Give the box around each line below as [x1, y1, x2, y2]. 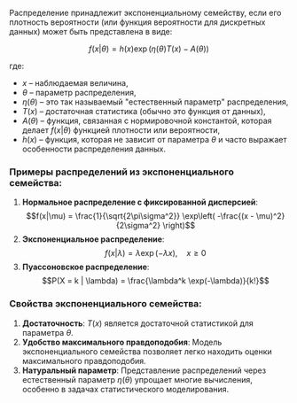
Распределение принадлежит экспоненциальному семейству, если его [9, 8, 282, 18]
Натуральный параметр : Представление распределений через [21, 365, 267, 376]
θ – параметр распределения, [21, 88, 137, 97]
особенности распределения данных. [21, 143, 167, 154]
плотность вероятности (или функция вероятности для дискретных [9, 17, 266, 27]
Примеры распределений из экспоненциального [9, 166, 235, 178]
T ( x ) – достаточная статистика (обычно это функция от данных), [21, 106, 266, 116]
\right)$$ [162, 221, 196, 231]
